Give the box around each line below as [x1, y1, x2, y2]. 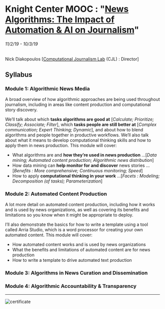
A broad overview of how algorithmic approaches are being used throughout [5, 96, 160, 102]
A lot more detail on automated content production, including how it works [5, 202, 155, 208]
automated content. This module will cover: [5, 232, 93, 238]
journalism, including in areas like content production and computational [5, 102, 151, 108]
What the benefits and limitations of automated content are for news [12, 247, 151, 253]
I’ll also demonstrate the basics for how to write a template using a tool [5, 221, 148, 227]
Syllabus [5, 70, 33, 79]
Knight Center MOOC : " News [5, 3, 129, 15]
